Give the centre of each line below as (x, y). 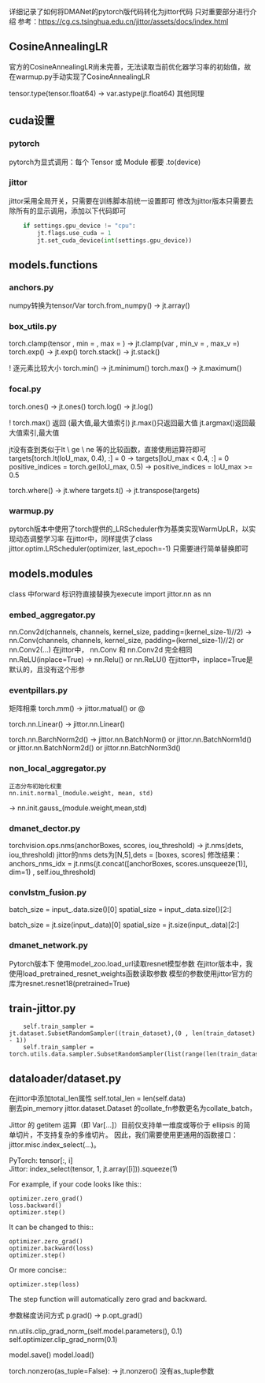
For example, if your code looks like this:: (75, 1184)
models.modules (51, 574)
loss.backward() (35, 1205)
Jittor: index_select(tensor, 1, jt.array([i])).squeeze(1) (93, 1169)
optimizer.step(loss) (44, 1284)
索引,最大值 (41, 432)
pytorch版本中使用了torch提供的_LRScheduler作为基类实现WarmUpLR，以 (129, 529)
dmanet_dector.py (45, 828)
